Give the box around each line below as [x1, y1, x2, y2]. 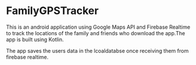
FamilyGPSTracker [6, 4, 99, 18]
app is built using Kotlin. [6, 36, 64, 43]
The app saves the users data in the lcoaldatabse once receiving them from [6, 47, 189, 54]
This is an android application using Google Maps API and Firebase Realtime [6, 23, 191, 30]
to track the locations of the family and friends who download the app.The [6, 29, 185, 36]
